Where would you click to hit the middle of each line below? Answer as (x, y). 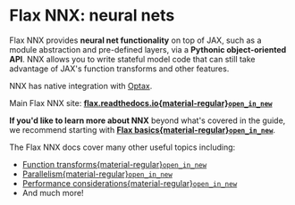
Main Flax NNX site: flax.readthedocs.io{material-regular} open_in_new (141, 102)
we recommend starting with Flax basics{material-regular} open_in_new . (142, 129)
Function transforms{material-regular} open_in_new (114, 164)
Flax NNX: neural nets (92, 16)
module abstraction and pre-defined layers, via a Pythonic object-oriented (148, 49)
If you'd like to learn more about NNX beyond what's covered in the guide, (147, 120)
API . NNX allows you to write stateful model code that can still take (133, 59)
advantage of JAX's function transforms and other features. (119, 69)
